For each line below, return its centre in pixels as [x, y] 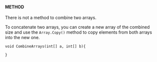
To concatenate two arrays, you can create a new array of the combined [77, 27]
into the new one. [22, 38]
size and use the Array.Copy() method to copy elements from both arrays [78, 32]
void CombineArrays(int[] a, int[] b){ [45, 46]
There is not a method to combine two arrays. [51, 18]
